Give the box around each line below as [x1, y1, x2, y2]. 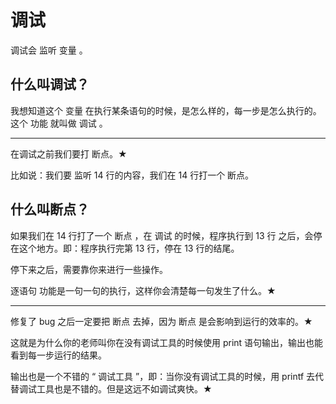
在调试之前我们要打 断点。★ [10, 147, 128, 160]
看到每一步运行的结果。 [10, 349, 107, 361]
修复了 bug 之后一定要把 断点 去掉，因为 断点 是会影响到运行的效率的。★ [10, 315, 313, 327]
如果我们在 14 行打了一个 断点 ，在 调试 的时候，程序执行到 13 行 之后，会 [10, 229, 314, 241]
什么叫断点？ [10, 201, 90, 218]
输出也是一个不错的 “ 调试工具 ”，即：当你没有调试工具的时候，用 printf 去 [10, 370, 316, 382]
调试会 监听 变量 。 [10, 44, 88, 56]
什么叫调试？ [10, 76, 90, 93]
